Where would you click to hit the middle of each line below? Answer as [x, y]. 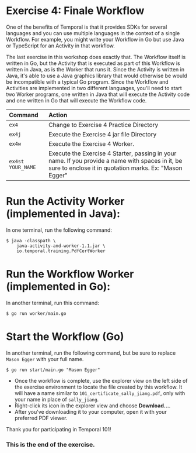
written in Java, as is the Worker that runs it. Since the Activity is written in [95, 69]
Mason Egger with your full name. [45, 359]
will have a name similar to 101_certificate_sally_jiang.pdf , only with [100, 393]
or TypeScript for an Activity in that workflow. [61, 46]
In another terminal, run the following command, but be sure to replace [91, 353]
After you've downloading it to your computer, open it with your [91, 411]
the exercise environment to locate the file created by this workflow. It [98, 387]
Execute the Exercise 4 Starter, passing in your [113, 153]
